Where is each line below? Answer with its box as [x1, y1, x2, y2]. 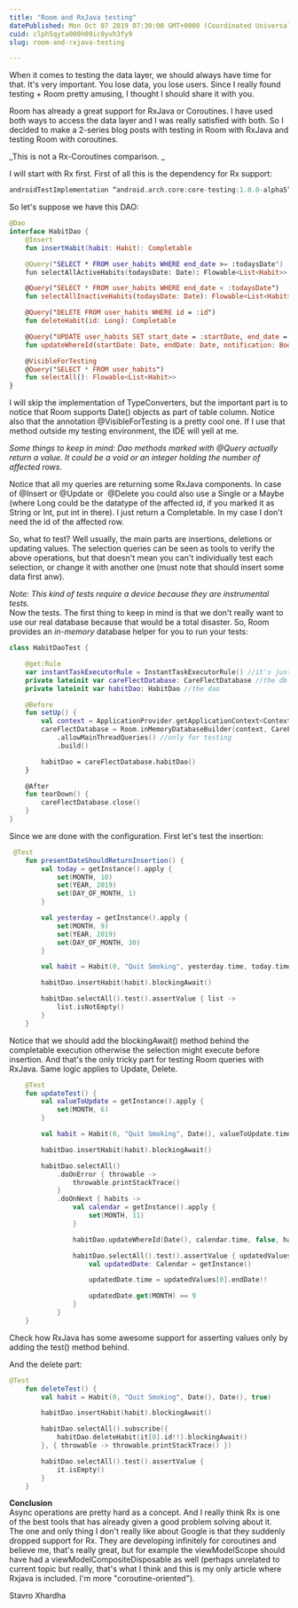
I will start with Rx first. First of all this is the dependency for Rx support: [9, 169, 272, 179]
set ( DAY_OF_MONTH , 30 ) [56, 937, 141, 947]
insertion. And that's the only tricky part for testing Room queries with [9, 1054, 264, 1064]
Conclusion [9, 1498, 53, 1509]
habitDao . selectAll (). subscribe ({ [41, 1424, 169, 1433]
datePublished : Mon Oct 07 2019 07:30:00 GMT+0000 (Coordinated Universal [9, 21, 292, 30]
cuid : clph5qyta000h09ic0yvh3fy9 [9, 29, 133, 38]
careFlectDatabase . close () [41, 798, 141, 807]
